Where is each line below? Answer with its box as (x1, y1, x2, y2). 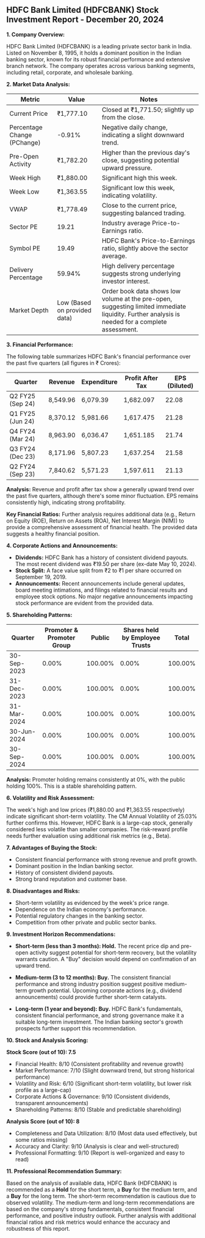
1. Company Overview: (6, 31, 65, 38)
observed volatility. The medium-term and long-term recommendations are (6, 1199, 195, 1206)
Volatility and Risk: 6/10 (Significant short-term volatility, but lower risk (15, 1079, 192, 1087)
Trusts (131, 641, 151, 649)
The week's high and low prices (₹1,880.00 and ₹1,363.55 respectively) (6, 806, 185, 813)
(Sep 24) (9, 399, 35, 408)
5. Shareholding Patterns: (6, 611, 73, 618)
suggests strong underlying (101, 269, 181, 277)
